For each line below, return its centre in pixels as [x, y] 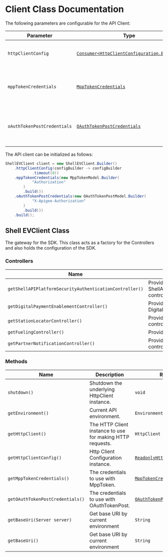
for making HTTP [109, 437]
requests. [100, 443]
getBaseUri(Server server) [40, 520]
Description [110, 374]
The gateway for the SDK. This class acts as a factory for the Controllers [80, 243]
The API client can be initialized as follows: [49, 154]
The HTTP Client [109, 424]
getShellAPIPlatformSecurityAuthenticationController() [75, 289]
